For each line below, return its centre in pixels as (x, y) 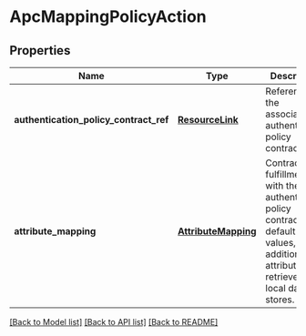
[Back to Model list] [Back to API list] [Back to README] (114, 322)
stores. (280, 300)
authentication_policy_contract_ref (92, 120)
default (280, 231)
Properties (40, 51)
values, (280, 243)
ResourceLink (208, 120)
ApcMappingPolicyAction (108, 17)
